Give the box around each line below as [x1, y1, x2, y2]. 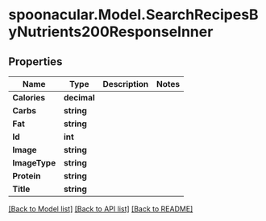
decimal [63, 92, 95, 103]
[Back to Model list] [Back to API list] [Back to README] [8, 204, 193, 214]
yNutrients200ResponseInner [8, 23, 214, 41]
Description [102, 79, 149, 89]
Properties [8, 55, 63, 68]
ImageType [12, 158, 56, 168]
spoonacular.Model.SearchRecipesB [8, 6, 260, 24]
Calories [12, 92, 46, 103]
